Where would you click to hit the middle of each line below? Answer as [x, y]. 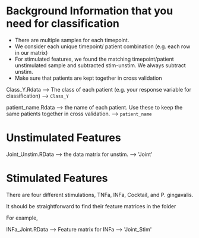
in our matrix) [31, 52]
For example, [22, 218]
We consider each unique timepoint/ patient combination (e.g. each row [102, 46]
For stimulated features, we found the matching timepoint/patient [94, 59]
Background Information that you [90, 11]
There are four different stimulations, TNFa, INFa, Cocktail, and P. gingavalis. [100, 195]
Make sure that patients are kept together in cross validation [88, 78]
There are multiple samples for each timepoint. [72, 40]
